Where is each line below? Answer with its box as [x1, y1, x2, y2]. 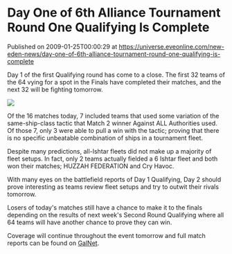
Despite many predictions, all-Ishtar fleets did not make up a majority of [7, 147, 212, 155]
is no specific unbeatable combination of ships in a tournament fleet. [7, 134, 203, 142]
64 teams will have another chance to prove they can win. [7, 218, 172, 226]
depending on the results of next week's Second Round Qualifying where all [7, 210, 224, 219]
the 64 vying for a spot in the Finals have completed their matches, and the [7, 78, 222, 86]
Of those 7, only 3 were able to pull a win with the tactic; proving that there [7, 126, 220, 134]
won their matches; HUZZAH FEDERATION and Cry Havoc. [7, 161, 175, 170]
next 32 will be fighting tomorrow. [7, 85, 103, 93]
